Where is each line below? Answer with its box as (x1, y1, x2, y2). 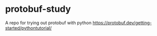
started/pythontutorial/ (5, 25, 52, 31)
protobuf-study (5, 3, 71, 15)
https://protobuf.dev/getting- (92, 20, 152, 26)
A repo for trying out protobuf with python (5, 20, 91, 26)
